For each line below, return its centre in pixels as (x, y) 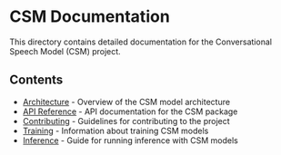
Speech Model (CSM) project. (65, 51)
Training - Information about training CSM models (115, 131)
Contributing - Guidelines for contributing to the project (126, 121)
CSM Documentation (90, 17)
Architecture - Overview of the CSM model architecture (126, 102)
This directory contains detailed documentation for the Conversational (141, 42)
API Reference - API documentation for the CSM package (130, 111)
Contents (36, 80)
